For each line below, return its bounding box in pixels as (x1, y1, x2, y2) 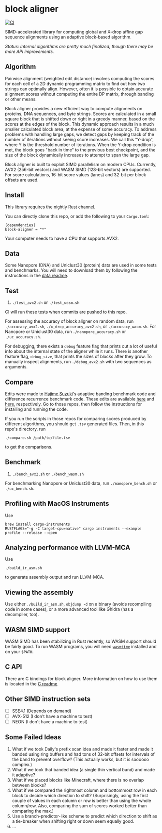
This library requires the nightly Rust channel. (5, 204, 96, 210)
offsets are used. (5, 177, 39, 183)
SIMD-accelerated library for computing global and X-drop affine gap (5, 29, 143, 34)
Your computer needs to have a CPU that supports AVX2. (5, 235, 119, 241)
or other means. (5, 96, 37, 102)
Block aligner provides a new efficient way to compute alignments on (5, 105, 143, 111)
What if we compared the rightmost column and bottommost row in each (12, 787, 157, 793)
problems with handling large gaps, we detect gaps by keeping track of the (5, 131, 155, 137)
